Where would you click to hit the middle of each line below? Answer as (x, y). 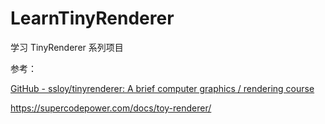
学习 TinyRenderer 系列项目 (67, 47)
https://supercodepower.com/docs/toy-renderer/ (111, 108)
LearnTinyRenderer (92, 18)
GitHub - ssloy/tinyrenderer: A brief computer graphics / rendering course (162, 88)
